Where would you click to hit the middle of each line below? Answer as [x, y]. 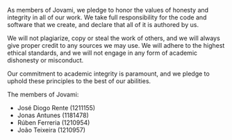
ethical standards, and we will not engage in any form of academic [102, 53]
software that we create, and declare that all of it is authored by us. [103, 25]
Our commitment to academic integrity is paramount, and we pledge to [108, 73]
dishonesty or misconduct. [45, 60]
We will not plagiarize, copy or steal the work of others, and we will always [114, 38]
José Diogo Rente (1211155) [56, 108]
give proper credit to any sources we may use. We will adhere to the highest [116, 45]
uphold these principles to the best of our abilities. [79, 81]
